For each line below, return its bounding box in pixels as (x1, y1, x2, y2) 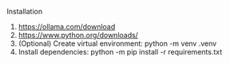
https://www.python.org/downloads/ (18, 31, 138, 40)
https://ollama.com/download (18, 22, 116, 31)
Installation (6, 7, 43, 16)
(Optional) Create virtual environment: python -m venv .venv (18, 39, 217, 48)
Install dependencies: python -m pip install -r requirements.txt (18, 47, 223, 56)
